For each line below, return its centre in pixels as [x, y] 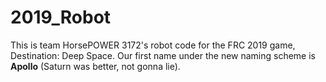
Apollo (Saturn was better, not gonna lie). [95, 66]
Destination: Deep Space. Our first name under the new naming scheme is [163, 55]
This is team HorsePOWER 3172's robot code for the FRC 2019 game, [153, 45]
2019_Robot [61, 17]
